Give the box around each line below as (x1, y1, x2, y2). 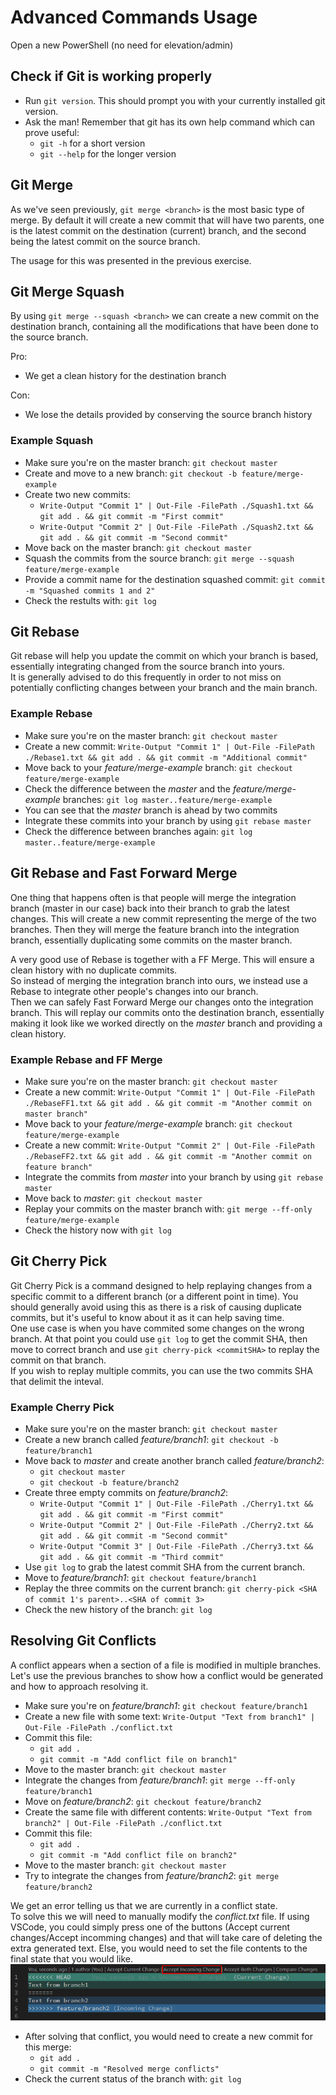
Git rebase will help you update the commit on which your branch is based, (10, 650, 319, 662)
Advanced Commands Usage (10, 6, 258, 29)
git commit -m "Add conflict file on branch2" (39, 1850, 238, 1860)
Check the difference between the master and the (24, 782, 232, 795)
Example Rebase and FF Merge (10, 1052, 163, 1066)
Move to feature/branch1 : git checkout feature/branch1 (24, 1572, 257, 1583)
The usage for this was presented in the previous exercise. (10, 254, 252, 266)
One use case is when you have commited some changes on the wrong (10, 1322, 305, 1334)
